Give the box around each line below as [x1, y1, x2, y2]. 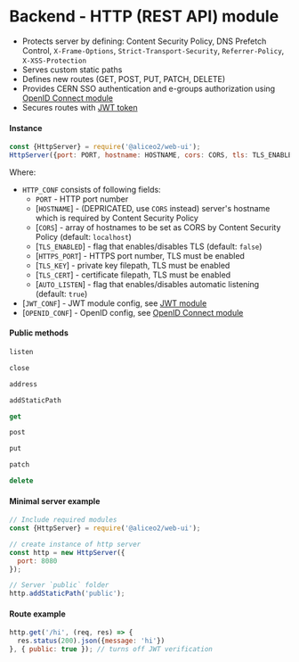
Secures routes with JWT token [21, 102, 138, 112]
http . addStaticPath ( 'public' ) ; [9, 589, 125, 599]
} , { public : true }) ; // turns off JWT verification [9, 645, 214, 654]
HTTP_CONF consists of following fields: [21, 184, 162, 194]
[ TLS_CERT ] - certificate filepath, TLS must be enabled [35, 269, 231, 280]
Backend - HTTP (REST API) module [9, 6, 279, 27]
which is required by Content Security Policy [35, 212, 198, 223]
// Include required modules [9, 516, 117, 525]
